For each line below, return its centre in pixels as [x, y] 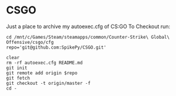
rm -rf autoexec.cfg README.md [44, 63]
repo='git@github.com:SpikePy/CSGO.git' [57, 47]
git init [17, 68]
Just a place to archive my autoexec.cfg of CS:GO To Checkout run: [88, 26]
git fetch [18, 78]
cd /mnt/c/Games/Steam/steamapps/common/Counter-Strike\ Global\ [88, 37]
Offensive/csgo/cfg [30, 42]
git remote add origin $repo [42, 73]
